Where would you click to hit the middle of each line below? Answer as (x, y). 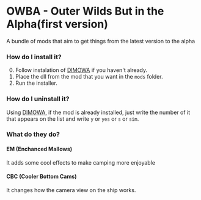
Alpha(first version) (57, 24)
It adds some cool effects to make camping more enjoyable (81, 162)
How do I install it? (34, 57)
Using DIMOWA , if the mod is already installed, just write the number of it (98, 112)
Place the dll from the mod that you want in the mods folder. (89, 77)
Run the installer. (36, 83)
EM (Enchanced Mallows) (39, 149)
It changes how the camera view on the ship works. (71, 190)
